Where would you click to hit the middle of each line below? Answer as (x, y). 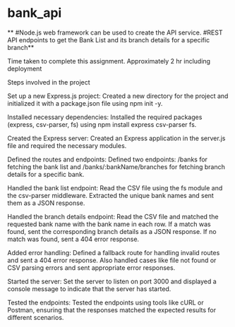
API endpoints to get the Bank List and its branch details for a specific (109, 39)
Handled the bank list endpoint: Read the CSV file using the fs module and (115, 187)
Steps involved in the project (49, 82)
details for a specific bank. (46, 174)
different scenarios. (36, 317)
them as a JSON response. (46, 203)
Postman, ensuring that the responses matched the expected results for (112, 310)
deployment (25, 68)
